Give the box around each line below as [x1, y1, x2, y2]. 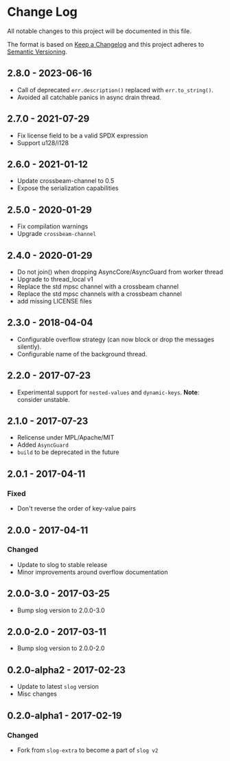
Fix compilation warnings [16, 222, 89, 231]
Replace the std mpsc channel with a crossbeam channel [16, 283, 179, 290]
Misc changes [16, 689, 57, 698]
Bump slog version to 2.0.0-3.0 [16, 606, 105, 614]
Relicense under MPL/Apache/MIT [16, 433, 115, 442]
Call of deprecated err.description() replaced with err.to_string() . [16, 85, 214, 94]
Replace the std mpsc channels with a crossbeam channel [16, 290, 182, 298]
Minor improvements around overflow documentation [16, 568, 168, 576]
